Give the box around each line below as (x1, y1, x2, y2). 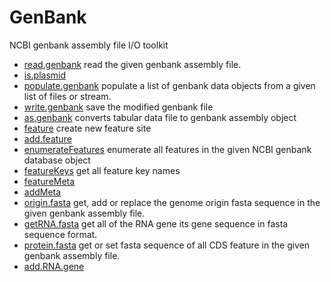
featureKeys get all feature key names (23, 164, 181, 176)
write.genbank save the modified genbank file (23, 101, 214, 113)
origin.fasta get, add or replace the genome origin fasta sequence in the (23, 196, 321, 208)
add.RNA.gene (23, 260, 85, 272)
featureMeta (23, 175, 76, 187)
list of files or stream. (23, 90, 112, 102)
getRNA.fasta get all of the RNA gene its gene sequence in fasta (23, 217, 289, 230)
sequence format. (23, 228, 98, 240)
